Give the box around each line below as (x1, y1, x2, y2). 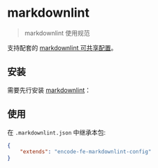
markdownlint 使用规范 (24, 29, 90, 37)
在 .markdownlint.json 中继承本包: (7, 128, 106, 137)
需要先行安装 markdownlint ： (7, 86, 91, 94)
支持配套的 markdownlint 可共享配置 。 (7, 43, 117, 52)
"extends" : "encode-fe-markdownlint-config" (20, 148, 152, 155)
